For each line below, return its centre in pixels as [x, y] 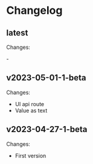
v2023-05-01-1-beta [46, 78]
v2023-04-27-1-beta [47, 129]
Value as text [31, 110]
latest [17, 33]
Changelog [34, 11]
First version [30, 156]
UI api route [29, 104]
